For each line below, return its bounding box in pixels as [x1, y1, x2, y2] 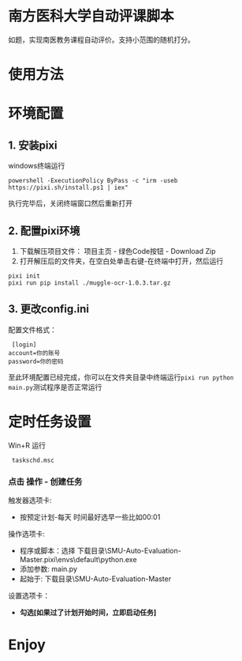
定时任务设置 [8, 413, 92, 431]
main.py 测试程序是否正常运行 [8, 382, 102, 391]
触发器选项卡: [8, 495, 53, 504]
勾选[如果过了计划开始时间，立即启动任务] [19, 607, 157, 617]
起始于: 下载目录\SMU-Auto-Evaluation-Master [19, 574, 172, 584]
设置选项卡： [8, 591, 50, 600]
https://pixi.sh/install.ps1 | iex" [8, 183, 128, 192]
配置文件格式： [8, 325, 57, 334]
